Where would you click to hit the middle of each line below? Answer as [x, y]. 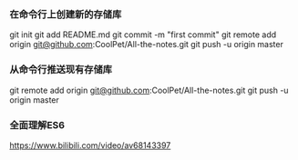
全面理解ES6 [37, 125]
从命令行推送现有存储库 [61, 70]
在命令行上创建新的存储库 [66, 14]
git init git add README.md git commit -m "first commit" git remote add [143, 35]
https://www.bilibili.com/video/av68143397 [90, 145]
